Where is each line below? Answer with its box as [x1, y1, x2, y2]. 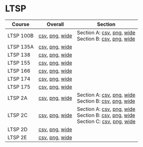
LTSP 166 [7, 67, 30, 74]
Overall [46, 21, 64, 28]
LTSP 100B [7, 32, 34, 39]
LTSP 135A [7, 43, 34, 50]
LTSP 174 [7, 75, 30, 82]
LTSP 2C [7, 111, 28, 118]
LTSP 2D [7, 126, 28, 133]
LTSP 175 [7, 83, 30, 90]
